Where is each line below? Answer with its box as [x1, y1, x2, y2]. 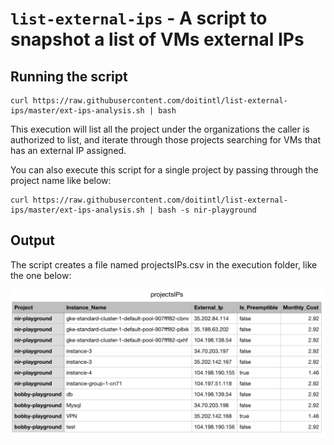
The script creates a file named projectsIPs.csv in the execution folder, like [10, 258, 318, 271]
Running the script [10, 68, 128, 85]
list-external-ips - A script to [10, 7, 268, 30]
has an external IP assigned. [10, 145, 127, 156]
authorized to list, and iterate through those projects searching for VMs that [10, 134, 321, 146]
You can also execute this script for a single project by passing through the [10, 164, 319, 176]
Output [10, 232, 55, 249]
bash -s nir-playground [158, 205, 257, 215]
